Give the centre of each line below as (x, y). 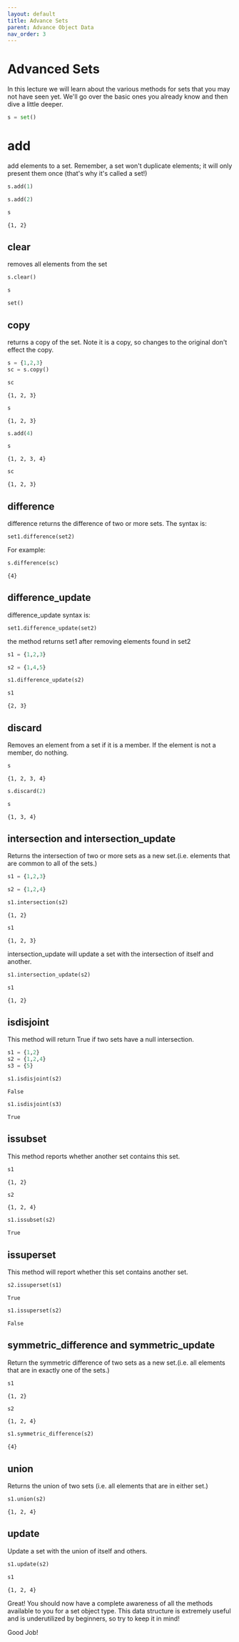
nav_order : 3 (27, 34)
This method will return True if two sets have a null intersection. (101, 1040)
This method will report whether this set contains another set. (98, 1272)
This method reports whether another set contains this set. (94, 1156)
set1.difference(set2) (41, 537)
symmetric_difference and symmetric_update (111, 1345)
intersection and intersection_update (92, 839)
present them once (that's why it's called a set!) (77, 173)
